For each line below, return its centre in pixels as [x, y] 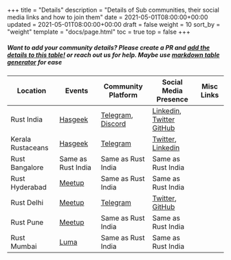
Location [32, 91]
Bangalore [27, 167]
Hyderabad [29, 187]
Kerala [21, 139]
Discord [113, 123]
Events [77, 91]
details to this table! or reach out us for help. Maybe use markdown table [113, 55]
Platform [123, 95]
